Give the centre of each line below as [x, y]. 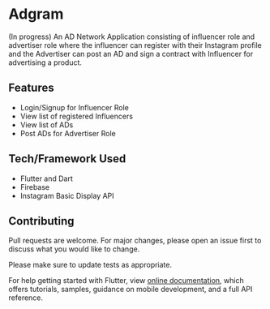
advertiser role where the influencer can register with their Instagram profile [135, 45]
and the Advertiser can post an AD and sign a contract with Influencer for [131, 54]
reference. [26, 298]
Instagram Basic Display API [67, 195]
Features [31, 88]
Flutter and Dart [46, 178]
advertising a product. [45, 62]
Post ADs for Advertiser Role [68, 133]
